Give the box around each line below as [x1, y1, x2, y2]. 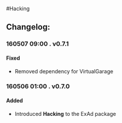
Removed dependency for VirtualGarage [14, 67, 114, 75]
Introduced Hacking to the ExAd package [14, 110, 117, 117]
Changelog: [6, 22, 50, 32]
